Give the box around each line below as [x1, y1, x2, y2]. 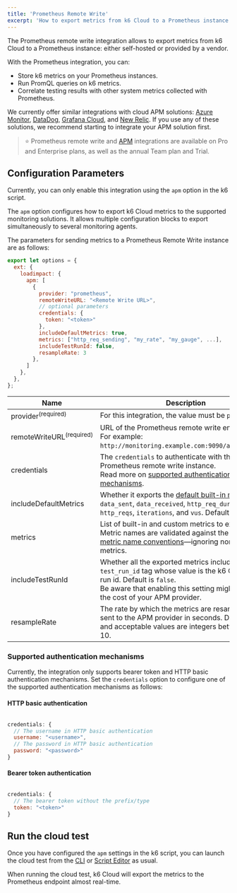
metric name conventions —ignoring [99, 537, 219, 547]
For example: [99, 432, 143, 442]
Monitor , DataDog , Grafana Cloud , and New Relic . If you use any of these [7, 115, 219, 124]
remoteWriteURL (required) [11, 431, 94, 442]
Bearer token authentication [7, 769, 92, 778]
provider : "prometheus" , [38, 290, 112, 297]
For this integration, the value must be [99, 411, 226, 421]
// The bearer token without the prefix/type [13, 797, 150, 805]
